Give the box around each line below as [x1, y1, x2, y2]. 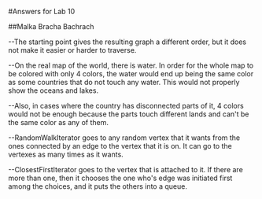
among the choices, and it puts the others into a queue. [8, 182, 187, 191]
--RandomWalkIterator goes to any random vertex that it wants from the [8, 133, 241, 142]
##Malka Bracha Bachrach [8, 22, 94, 31]
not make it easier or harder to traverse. [8, 46, 137, 54]
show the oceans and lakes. [8, 86, 99, 95]
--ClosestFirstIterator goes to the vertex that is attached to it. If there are [8, 165, 244, 174]
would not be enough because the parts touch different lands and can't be [8, 109, 249, 119]
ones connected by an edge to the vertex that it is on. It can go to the [8, 142, 232, 150]
